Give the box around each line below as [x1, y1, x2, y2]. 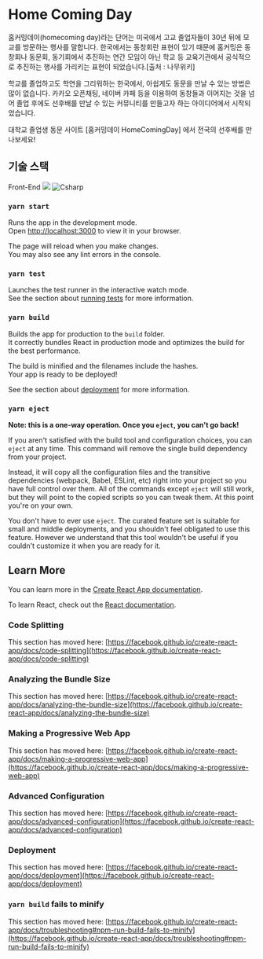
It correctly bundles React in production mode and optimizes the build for [8, 337, 245, 347]
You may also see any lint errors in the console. [8, 250, 161, 259]
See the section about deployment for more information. [8, 384, 190, 394]
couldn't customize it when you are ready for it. [8, 541, 161, 550]
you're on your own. [8, 501, 73, 510]
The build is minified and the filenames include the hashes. [8, 361, 199, 370]
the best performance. [8, 346, 81, 355]
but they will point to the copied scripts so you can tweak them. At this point [8, 492, 254, 502]
